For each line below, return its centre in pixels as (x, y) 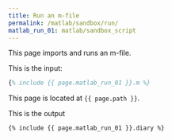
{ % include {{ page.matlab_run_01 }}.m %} (79, 83)
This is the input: (35, 68)
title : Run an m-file (44, 16)
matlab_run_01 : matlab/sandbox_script (72, 30)
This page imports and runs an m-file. (70, 53)
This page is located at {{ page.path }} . (74, 98)
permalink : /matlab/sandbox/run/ (63, 23)
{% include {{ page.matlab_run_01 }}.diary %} (86, 128)
